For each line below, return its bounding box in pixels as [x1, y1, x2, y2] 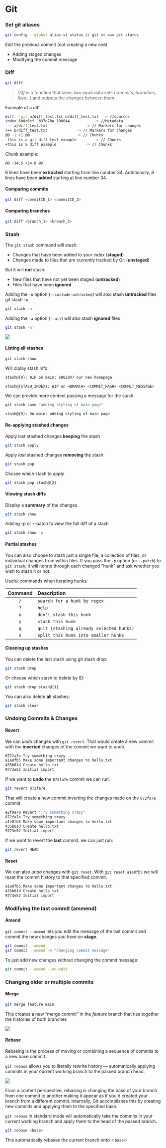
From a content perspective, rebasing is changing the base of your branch [5, 1087, 158, 1093]
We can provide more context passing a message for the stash [5, 393, 134, 399]
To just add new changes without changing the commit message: [5, 957, 139, 963]
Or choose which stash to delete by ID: [5, 675, 84, 681]
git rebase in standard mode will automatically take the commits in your [5, 1113, 153, 1119]
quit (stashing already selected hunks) [37, 625, 135, 631]
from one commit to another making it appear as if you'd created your [5, 1093, 148, 1099]
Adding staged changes [12, 51, 62, 57]
